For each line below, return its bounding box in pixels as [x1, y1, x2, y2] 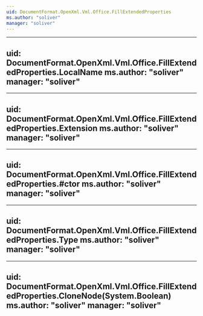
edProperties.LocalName [6, 67, 103, 77]
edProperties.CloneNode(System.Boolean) [6, 291, 172, 301]
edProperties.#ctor [6, 179, 80, 189]
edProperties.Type [6, 235, 79, 245]
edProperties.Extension [6, 123, 98, 133]
